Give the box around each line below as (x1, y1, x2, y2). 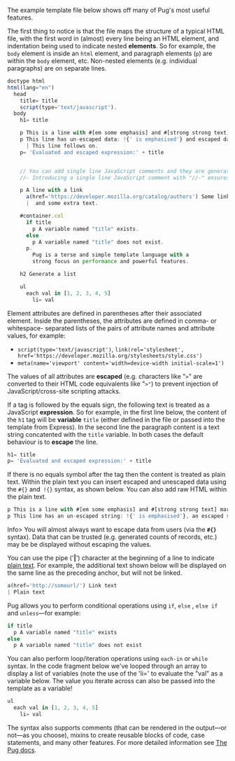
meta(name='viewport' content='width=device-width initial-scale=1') (17, 360, 225, 367)
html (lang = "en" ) (7, 84, 55, 91)
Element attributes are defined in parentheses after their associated (7, 309, 202, 317)
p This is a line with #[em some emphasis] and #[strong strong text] (7, 506, 218, 513)
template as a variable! (7, 684, 73, 692)
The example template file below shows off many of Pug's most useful (7, 6, 210, 14)
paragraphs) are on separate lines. (7, 64, 107, 72)
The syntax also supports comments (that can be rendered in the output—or (7, 723, 227, 732)
